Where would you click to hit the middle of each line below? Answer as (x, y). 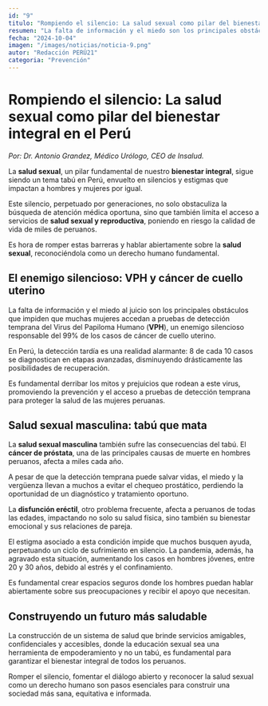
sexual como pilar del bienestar (114, 117)
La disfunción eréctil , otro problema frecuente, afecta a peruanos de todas (132, 510)
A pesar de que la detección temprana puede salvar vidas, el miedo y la (126, 477)
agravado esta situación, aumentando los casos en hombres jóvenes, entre (132, 559)
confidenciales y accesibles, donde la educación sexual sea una (114, 645)
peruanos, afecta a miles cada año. (66, 462)
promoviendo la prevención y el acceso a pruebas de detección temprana (130, 391)
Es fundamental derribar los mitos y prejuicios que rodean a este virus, (124, 383)
